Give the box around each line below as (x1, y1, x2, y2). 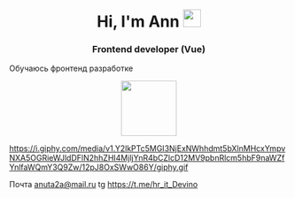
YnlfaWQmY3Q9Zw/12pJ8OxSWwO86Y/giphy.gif (9, 162, 189, 172)
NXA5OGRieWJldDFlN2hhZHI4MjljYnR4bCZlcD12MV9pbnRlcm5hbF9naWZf (9, 153, 285, 164)
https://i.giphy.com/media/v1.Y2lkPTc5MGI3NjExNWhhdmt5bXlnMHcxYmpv (9, 143, 286, 154)
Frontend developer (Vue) (91, 43, 206, 56)
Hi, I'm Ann (97, 11, 180, 32)
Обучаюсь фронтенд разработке (9, 63, 134, 74)
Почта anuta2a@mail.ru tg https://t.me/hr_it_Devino (9, 179, 198, 190)
